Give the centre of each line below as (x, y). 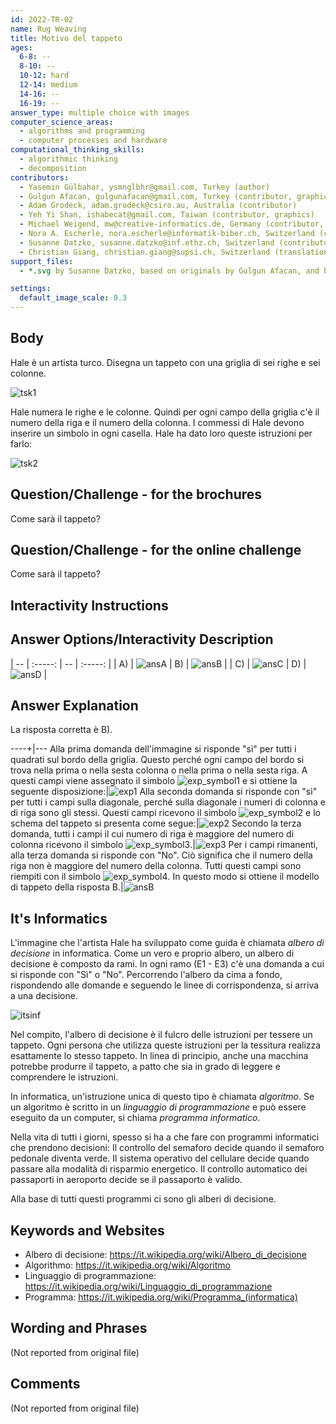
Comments (45, 1384)
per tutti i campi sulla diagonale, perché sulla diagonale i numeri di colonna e (168, 802)
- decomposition (53, 168)
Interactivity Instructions (89, 605)
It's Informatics (59, 918)
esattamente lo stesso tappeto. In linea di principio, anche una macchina (159, 1056)
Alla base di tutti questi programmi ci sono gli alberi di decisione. (143, 1199)
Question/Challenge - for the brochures (136, 494)
